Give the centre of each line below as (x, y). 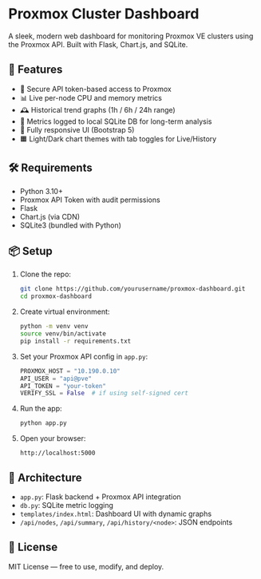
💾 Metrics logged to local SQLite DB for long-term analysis (116, 121)
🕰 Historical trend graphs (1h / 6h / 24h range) (97, 109)
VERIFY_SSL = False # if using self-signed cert (104, 393)
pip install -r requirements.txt (75, 341)
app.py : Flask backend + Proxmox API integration (100, 497)
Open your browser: (53, 438)
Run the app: (41, 409)
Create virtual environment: (65, 311)
